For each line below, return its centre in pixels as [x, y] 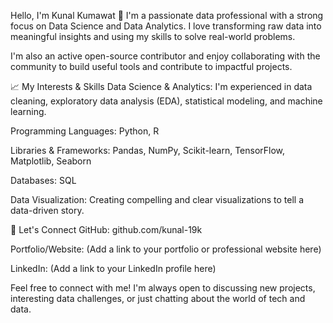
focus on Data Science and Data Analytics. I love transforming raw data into [166, 26]
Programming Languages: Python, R [85, 131]
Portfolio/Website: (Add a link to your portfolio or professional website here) [166, 249]
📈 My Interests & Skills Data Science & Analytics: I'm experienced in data [161, 86]
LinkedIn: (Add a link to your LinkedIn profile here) [113, 268]
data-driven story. [47, 210]
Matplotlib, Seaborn [51, 161]
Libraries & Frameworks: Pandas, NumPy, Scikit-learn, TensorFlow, [148, 150]
